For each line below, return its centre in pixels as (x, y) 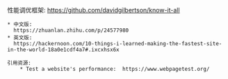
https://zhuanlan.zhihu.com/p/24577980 (71, 30)
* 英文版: (20, 38)
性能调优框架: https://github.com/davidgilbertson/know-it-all (93, 10)
